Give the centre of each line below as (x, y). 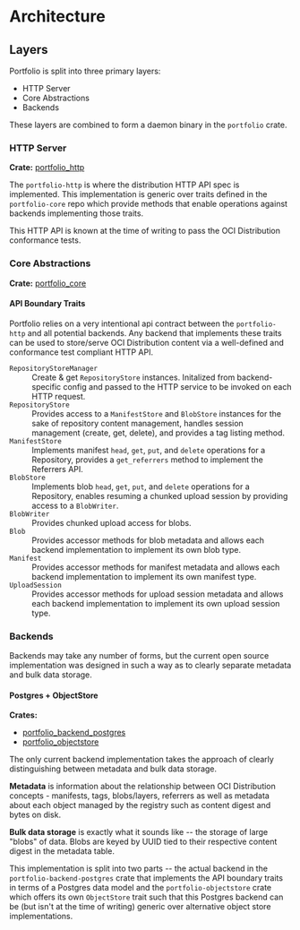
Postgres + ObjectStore (54, 695)
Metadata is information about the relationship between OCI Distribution (142, 787)
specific (47, 386)
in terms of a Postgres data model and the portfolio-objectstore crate (141, 888)
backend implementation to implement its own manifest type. (144, 576)
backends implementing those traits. (77, 213)
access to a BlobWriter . (75, 505)
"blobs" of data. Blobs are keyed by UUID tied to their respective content (143, 842)
